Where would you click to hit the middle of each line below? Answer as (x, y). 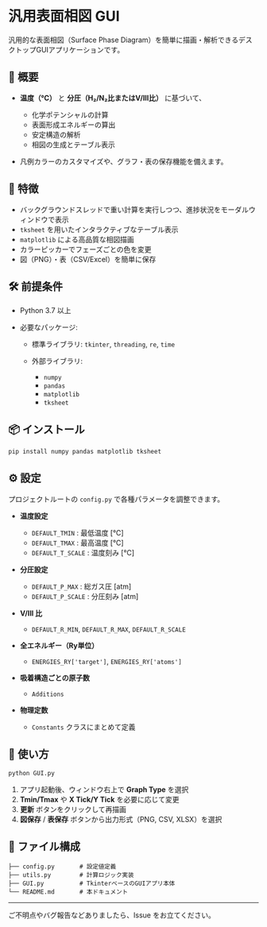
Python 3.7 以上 (45, 311)
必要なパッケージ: (48, 327)
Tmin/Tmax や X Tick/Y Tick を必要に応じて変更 (100, 799)
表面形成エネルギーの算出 (74, 125)
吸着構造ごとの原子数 (54, 678)
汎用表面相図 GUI (64, 16)
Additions (48, 694)
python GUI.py (32, 773)
